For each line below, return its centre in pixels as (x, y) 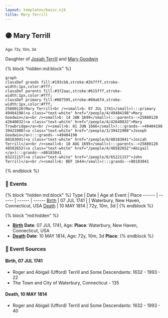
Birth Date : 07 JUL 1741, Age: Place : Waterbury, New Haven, (75, 225)
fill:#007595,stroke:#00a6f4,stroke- (83, 100)
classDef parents (23, 91)
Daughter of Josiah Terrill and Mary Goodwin (52, 59)
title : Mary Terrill (27, 15)
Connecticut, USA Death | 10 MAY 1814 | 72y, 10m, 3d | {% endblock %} (79, 206)
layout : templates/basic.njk (36, 10)
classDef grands (22, 83)
